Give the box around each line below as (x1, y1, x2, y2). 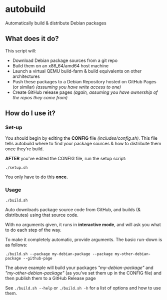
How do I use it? (5, 109, 56, 118)
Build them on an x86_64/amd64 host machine (12, 62, 109, 68)
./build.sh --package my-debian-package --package (5, 251, 113, 257)
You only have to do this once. (5, 174, 68, 180)
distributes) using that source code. (5, 212, 79, 218)
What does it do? (5, 34, 59, 43)
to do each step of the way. (5, 227, 61, 233)
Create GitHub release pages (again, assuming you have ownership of (12, 89, 158, 95)
